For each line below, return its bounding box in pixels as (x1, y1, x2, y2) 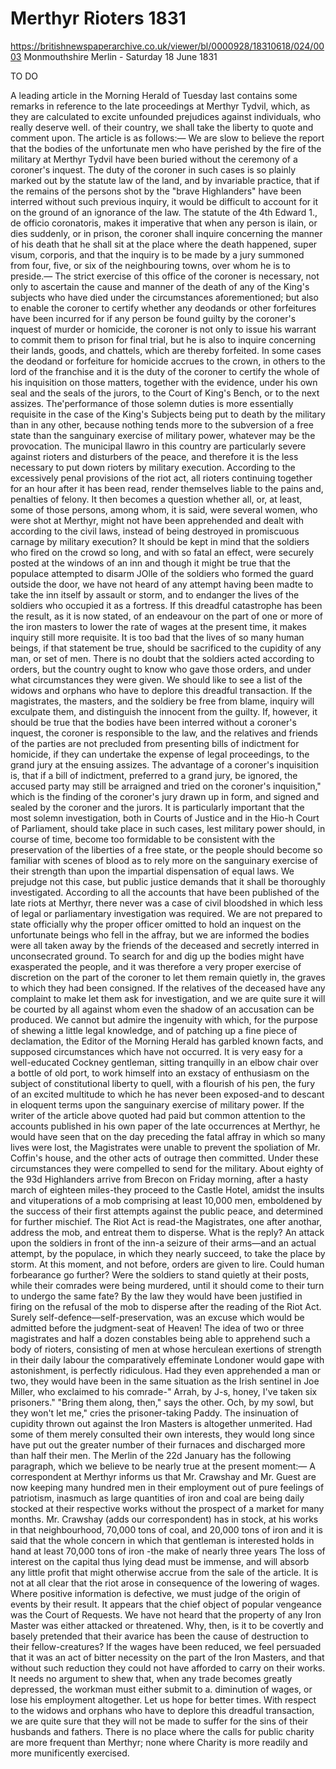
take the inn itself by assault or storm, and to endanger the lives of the (10, 588, 300, 601)
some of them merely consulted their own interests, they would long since (10, 1428, 316, 1440)
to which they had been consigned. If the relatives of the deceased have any (10, 982, 326, 994)
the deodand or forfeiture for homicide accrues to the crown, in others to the (10, 355, 326, 367)
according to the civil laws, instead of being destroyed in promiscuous (10, 525, 300, 537)
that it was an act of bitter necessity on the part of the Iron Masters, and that (10, 1651, 325, 1663)
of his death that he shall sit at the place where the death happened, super (10, 238, 318, 250)
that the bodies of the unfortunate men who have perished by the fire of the (10, 142, 322, 154)
